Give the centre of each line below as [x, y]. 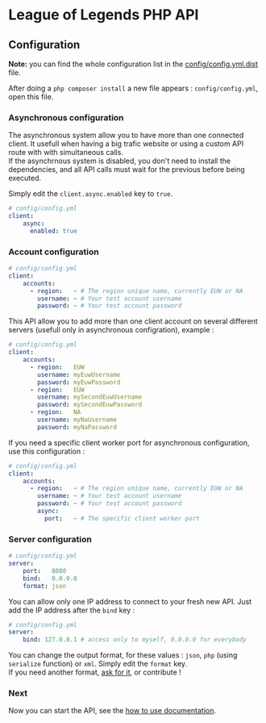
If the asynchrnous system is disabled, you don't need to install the [120, 161]
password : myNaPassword [77, 427]
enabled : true [54, 231]
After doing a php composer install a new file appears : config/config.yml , [133, 88]
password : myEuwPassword [79, 382]
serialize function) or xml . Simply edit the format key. [98, 664]
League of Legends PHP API [104, 15]
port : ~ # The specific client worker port [122, 518]
